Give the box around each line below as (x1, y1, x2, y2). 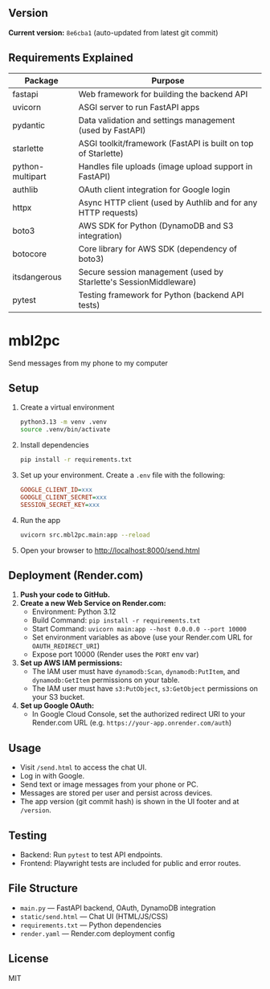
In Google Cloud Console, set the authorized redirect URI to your (31, 709, 246, 719)
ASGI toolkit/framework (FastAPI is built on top (78, 137, 254, 149)
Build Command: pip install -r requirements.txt (31, 615, 201, 625)
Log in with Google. (19, 771, 85, 781)
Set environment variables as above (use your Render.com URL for (31, 632, 253, 642)
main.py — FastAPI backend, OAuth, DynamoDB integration (19, 903, 216, 913)
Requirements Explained (8, 51, 134, 65)
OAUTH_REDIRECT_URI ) (31, 641, 100, 651)
